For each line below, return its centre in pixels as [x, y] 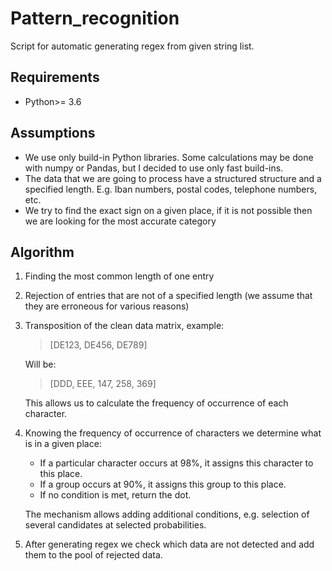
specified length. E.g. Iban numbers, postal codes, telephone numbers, [171, 189]
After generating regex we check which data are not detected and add [169, 544]
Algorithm [42, 252]
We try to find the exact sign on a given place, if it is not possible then [168, 210]
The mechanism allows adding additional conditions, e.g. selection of [167, 514]
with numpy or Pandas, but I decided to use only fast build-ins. [154, 168]
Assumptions [53, 133]
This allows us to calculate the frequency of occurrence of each [156, 403]
